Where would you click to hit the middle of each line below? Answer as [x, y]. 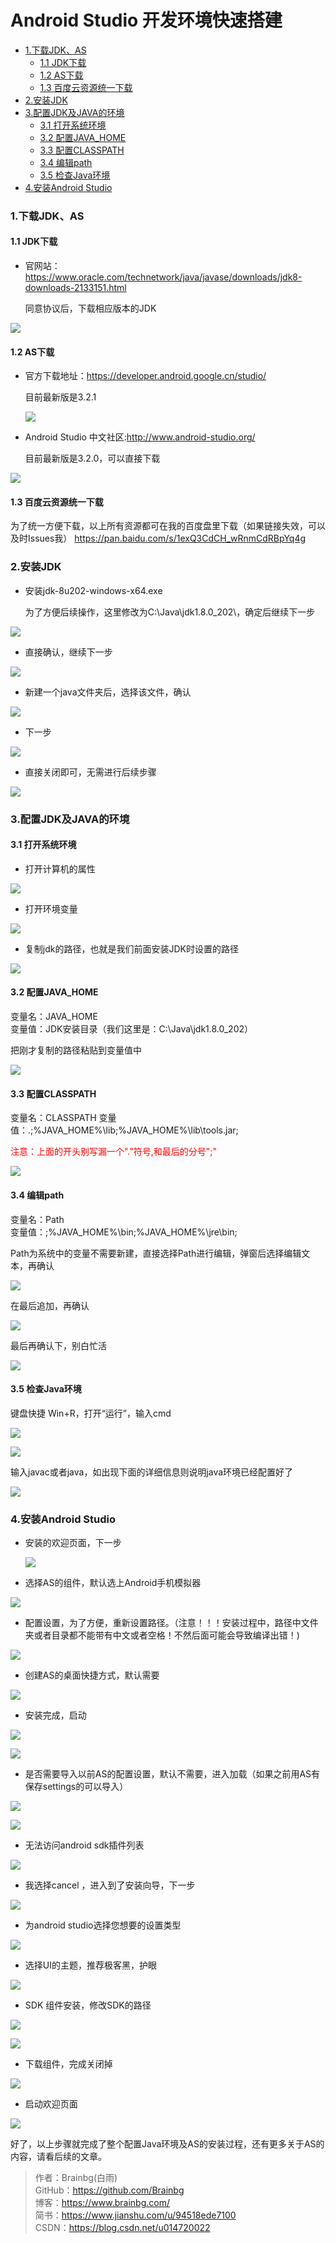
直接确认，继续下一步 [68, 652]
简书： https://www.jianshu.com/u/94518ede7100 [135, 2215]
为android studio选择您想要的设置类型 [103, 1925]
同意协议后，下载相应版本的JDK [90, 308]
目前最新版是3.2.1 [60, 397]
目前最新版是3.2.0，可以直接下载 [92, 458]
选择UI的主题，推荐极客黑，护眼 [90, 1965]
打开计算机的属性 [60, 868]
